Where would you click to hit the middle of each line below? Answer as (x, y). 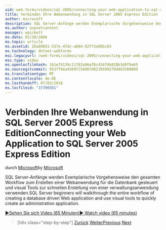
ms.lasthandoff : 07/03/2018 (34, 83)
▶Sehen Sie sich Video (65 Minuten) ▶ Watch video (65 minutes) (71, 213)
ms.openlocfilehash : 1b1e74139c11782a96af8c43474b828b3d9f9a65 (72, 65)
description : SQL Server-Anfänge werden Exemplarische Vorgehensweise (79, 23)
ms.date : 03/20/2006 (26, 38)
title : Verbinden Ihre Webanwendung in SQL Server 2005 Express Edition (82, 14)
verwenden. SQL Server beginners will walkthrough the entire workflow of (80, 193)
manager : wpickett (24, 33)
